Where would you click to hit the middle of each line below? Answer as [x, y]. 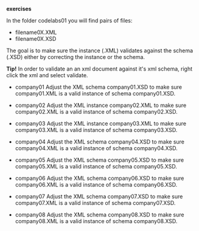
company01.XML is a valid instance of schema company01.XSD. [95, 93]
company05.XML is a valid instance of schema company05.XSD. [96, 166]
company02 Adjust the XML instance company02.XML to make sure [101, 105]
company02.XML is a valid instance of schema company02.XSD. [96, 112]
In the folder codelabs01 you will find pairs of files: [69, 20]
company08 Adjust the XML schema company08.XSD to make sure [100, 215]
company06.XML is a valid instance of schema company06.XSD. [96, 184]
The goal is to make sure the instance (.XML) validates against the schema [100, 50]
